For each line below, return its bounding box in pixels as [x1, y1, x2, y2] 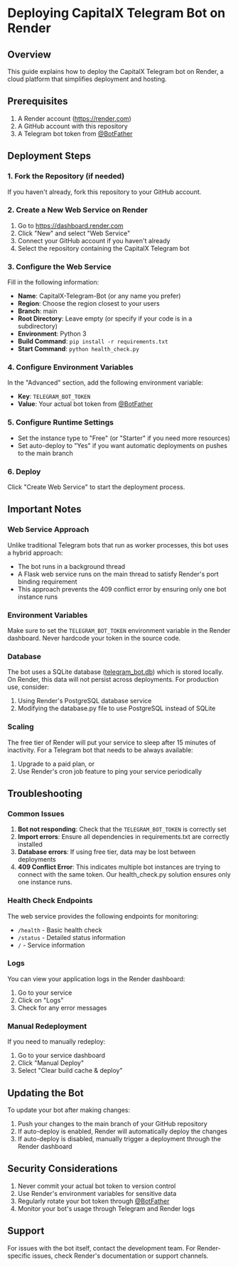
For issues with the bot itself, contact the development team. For [7, 1244, 196, 1252]
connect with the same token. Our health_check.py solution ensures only [17, 870, 231, 879]
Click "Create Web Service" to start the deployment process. [7, 482, 185, 491]
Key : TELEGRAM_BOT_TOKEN [17, 392, 91, 401]
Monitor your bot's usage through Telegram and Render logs [17, 1204, 195, 1213]
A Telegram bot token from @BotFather [17, 129, 133, 138]
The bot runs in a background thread [17, 562, 126, 570]
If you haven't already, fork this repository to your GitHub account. [7, 187, 202, 196]
